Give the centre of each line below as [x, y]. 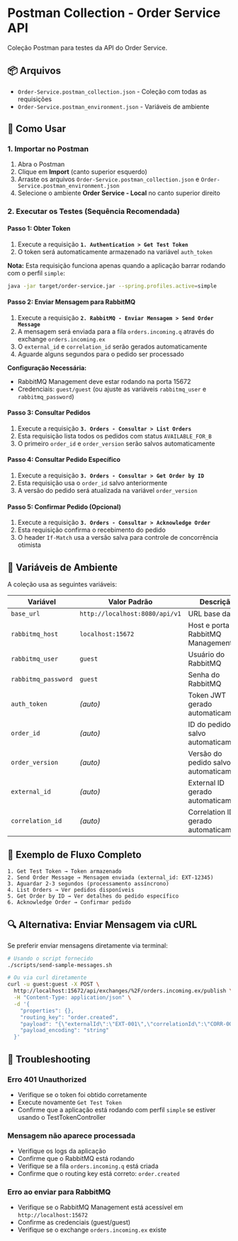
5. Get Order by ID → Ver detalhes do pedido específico [93, 896]
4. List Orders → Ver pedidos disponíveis [71, 890]
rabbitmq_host [35, 634]
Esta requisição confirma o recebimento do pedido [92, 530]
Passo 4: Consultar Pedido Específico [64, 460]
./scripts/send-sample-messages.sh [60, 965]
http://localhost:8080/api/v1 [131, 614]
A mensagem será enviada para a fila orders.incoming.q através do [116, 331]
